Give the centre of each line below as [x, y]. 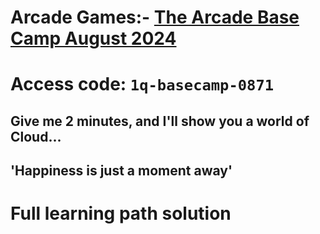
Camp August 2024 [93, 38]
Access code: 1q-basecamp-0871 [142, 84]
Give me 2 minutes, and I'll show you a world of [160, 121]
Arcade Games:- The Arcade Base [155, 17]
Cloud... [36, 136]
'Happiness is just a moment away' [121, 171]
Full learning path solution [121, 213]
